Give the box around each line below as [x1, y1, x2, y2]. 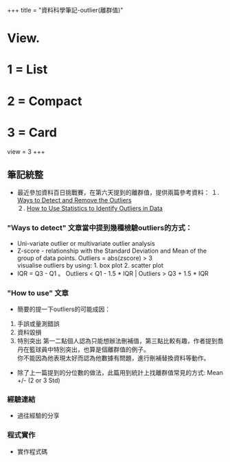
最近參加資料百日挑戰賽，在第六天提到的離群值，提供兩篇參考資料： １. [16, 188, 220, 197]
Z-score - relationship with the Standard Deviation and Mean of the [16, 246, 207, 255]
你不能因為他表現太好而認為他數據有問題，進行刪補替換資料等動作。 [16, 354, 210, 362]
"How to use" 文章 [7, 288, 69, 297]
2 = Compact [7, 93, 82, 108]
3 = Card [7, 124, 57, 140]
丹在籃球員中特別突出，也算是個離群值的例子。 [16, 345, 150, 354]
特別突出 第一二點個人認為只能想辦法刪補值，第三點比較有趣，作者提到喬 [16, 336, 224, 345]
